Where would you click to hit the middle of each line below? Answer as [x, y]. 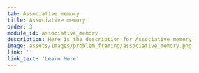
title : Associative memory [46, 20]
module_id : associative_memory [53, 33]
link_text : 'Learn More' [43, 59]
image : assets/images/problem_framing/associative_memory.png [99, 46]
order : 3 [20, 26]
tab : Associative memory [43, 14]
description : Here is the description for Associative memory [99, 40]
